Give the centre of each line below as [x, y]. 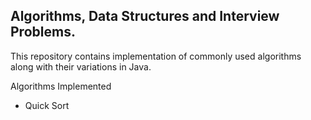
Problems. [43, 32]
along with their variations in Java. [81, 66]
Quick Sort [47, 105]
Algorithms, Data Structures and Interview [145, 16]
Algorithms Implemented [61, 86]
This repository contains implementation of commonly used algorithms [156, 56]
